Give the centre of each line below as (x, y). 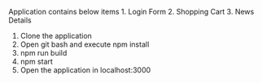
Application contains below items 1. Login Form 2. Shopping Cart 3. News (131, 12)
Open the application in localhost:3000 (85, 70)
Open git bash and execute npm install (85, 44)
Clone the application (56, 36)
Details (20, 20)
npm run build (44, 53)
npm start (36, 61)
